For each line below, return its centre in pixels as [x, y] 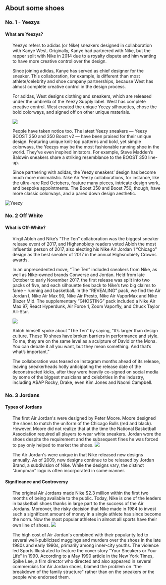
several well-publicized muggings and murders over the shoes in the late [86, 540]
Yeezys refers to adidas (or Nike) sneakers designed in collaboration [82, 45]
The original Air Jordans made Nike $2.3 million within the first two [80, 493]
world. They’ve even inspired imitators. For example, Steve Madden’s [83, 152]
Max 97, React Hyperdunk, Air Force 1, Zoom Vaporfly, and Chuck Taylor [86, 306]
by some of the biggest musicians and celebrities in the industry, [78, 377]
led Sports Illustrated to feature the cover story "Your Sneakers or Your [84, 550]
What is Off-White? [26, 227]
